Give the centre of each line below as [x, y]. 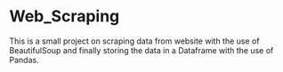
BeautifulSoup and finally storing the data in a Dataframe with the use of [141, 50]
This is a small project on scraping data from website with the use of [134, 41]
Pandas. [24, 60]
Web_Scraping [65, 16]
